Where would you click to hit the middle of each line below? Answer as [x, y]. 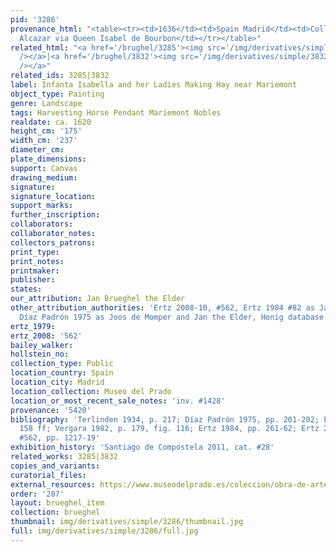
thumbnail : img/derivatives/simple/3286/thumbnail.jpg [127, 522]
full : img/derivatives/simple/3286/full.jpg [104, 531]
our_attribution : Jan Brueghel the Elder [98, 299]
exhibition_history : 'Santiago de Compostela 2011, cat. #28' [142, 447]
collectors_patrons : [53, 242]
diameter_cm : [37, 150]
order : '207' [37, 494]
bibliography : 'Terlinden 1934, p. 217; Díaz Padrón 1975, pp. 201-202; [165, 419]
